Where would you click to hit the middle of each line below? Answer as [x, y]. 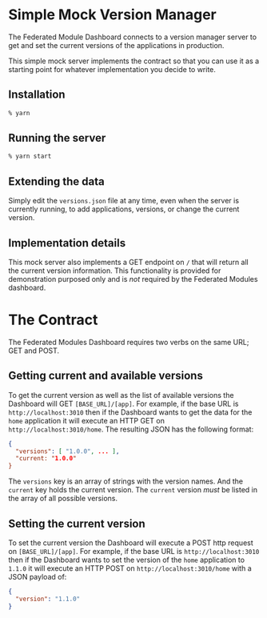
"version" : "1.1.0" [48, 599]
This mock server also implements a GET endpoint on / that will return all [129, 262]
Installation [37, 95]
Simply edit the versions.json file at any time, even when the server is [124, 201]
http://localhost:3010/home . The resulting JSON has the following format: [131, 429]
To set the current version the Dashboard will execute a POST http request [131, 543]
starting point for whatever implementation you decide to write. [112, 69]
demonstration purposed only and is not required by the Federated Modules [133, 279]
